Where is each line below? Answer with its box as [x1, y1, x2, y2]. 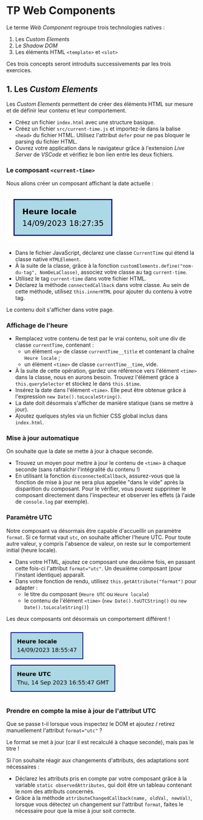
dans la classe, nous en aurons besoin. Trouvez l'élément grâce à [15, 374, 179, 381]
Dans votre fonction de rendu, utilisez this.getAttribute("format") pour [15, 577, 197, 585]
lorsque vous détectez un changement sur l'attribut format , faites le [15, 801, 184, 808]
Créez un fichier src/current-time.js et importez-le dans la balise [15, 125, 181, 132]
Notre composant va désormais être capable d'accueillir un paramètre [6, 527, 182, 534]
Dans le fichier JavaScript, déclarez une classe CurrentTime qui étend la [15, 249, 195, 256]
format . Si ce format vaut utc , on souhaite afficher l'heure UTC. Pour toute [6, 534, 191, 541]
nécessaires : [6, 763, 40, 771]
